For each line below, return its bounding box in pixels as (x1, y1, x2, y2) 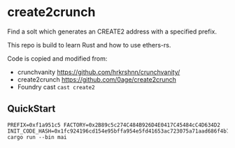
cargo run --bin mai (7, 133, 68, 140)
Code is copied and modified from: (7, 54, 108, 63)
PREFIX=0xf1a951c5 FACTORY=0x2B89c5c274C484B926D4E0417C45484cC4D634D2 (7, 121, 220, 128)
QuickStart (7, 103, 56, 115)
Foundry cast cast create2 (17, 82, 96, 91)
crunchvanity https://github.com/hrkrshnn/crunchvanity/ (17, 68, 180, 76)
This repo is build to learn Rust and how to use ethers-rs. (7, 40, 171, 49)
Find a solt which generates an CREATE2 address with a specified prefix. (7, 27, 217, 36)
